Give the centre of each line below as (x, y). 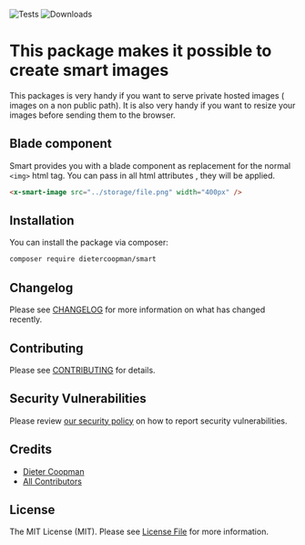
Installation (42, 220)
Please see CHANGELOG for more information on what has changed (137, 309)
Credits (31, 450)
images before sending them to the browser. (92, 115)
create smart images (89, 71)
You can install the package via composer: (89, 243)
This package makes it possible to (141, 51)
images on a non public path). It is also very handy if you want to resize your (152, 105)
